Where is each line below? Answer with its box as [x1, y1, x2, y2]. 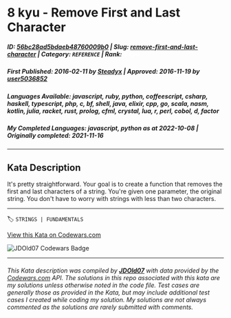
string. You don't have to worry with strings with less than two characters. [7, 195, 217, 203]
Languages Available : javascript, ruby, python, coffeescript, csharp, [7, 92, 208, 100]
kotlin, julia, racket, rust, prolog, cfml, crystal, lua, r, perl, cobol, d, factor [7, 107, 219, 115]
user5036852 [7, 74, 48, 83]
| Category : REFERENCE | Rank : [37, 50, 122, 58]
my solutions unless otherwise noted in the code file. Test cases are [7, 281, 200, 289]
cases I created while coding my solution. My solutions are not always [7, 295, 207, 304]
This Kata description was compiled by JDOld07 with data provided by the [7, 266, 219, 275]
